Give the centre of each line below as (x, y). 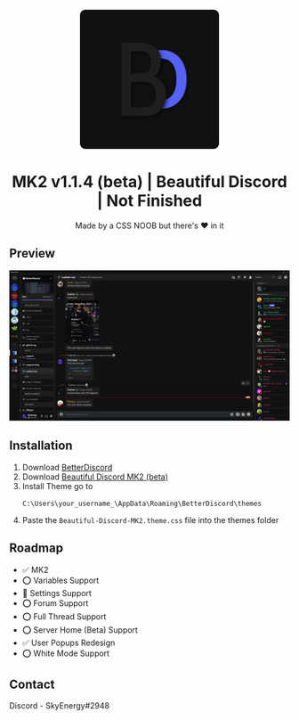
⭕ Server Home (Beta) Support (80, 630)
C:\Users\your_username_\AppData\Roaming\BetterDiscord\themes (142, 503)
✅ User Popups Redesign (69, 642)
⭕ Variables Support (61, 580)
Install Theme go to (57, 486)
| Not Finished (149, 201)
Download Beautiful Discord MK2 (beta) (95, 477)
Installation (41, 446)
